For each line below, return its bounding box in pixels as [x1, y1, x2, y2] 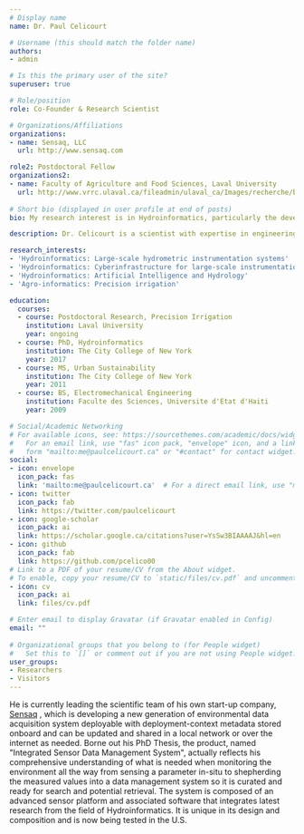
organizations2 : [9, 171, 71, 180]
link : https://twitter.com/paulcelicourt [17, 506, 176, 515]
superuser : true [9, 80, 71, 89]
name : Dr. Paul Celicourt [9, 22, 107, 31]
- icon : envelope [9, 464, 75, 473]
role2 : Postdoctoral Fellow [9, 162, 116, 172]
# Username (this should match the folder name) [9, 38, 196, 47]
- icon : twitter [9, 489, 71, 499]
